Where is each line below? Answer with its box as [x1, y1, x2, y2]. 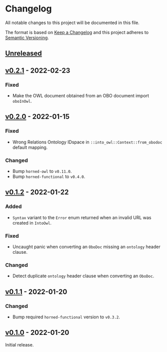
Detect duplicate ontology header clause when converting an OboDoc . [12, 273, 154, 279]
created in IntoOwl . [12, 220, 51, 226]
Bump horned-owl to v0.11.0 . [12, 168, 72, 174]
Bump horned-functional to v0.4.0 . [12, 173, 85, 180]
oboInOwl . [12, 98, 32, 104]
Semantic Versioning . [5, 35, 49, 41]
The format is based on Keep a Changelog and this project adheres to [5, 29, 149, 35]
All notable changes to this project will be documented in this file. [5, 20, 140, 26]
